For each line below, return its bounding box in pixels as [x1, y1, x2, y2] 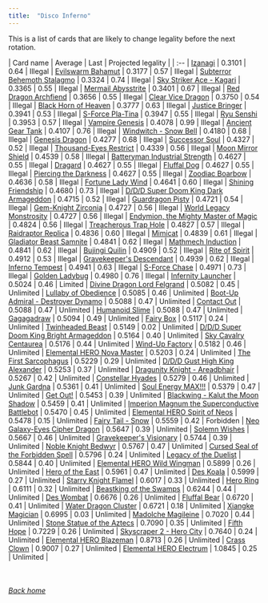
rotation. [8, 42, 36, 52]
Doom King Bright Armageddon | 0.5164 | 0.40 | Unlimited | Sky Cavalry [8, 330, 245, 340]
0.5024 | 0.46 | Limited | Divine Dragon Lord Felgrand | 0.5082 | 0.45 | [8, 279, 240, 289]
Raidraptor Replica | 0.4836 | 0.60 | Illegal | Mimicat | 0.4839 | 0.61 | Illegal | [8, 228, 258, 237]
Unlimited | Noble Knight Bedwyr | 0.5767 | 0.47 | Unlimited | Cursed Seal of [8, 441, 258, 451]
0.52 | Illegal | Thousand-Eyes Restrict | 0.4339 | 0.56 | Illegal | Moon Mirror [8, 143, 258, 152]
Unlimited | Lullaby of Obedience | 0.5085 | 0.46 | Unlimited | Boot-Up [8, 288, 239, 297]
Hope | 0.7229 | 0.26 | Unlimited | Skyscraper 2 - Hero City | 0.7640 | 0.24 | [8, 526, 258, 536]
